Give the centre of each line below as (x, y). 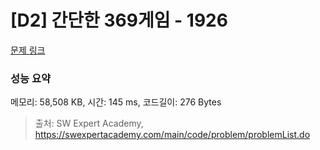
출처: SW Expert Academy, (89, 123)
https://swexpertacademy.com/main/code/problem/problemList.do (172, 135)
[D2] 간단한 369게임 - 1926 (119, 20)
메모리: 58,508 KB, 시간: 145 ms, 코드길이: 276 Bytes (116, 102)
